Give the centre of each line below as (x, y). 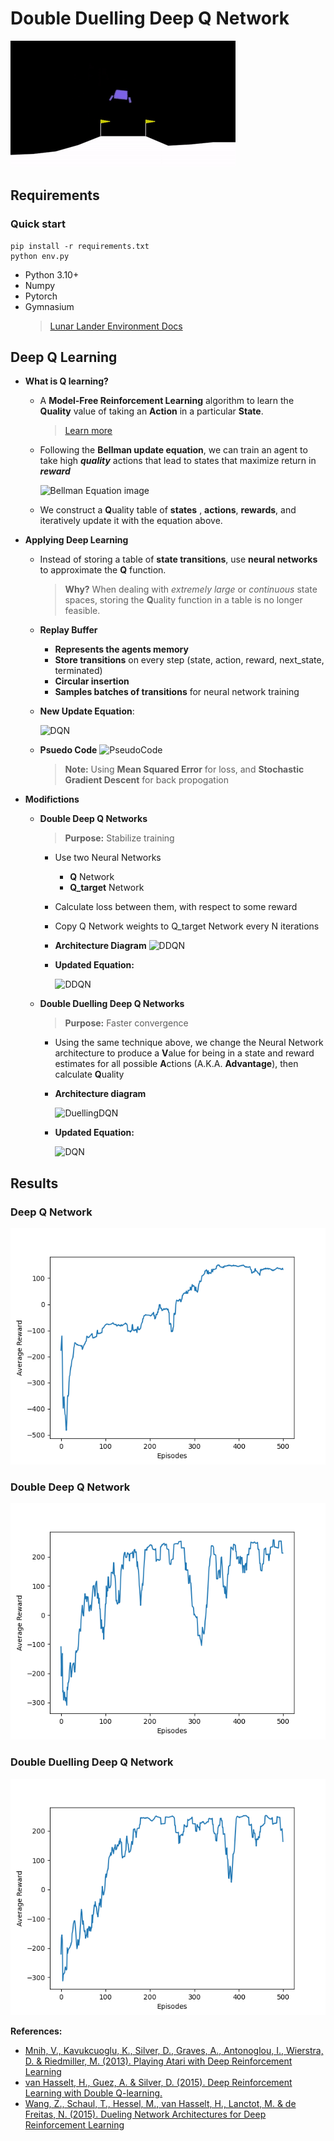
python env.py (40, 256)
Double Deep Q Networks (93, 819)
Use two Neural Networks (108, 858)
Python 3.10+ (52, 274)
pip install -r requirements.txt (80, 246)
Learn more (88, 431)
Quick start (38, 224)
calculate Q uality (89, 1074)
